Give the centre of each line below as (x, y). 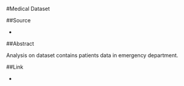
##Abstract (20, 44)
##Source (19, 20)
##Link (15, 67)
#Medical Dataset (28, 9)
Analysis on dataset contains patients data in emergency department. (92, 55)
